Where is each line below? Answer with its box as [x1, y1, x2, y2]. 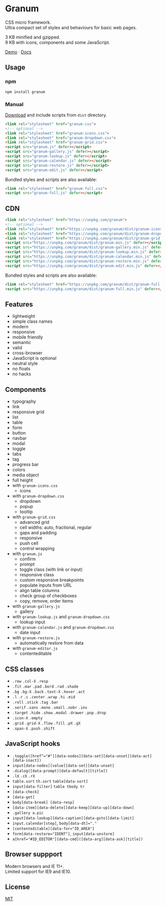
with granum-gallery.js [12, 604, 60, 609]
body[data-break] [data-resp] [12, 800, 75, 805]
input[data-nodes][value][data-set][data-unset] [12, 763, 115, 768]
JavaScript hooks [5, 739, 60, 748]
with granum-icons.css [12, 482, 58, 488]
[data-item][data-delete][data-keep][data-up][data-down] [12, 805, 134, 810]
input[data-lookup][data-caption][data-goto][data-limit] [12, 816, 134, 820]
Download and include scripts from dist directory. [5, 112, 107, 118]
